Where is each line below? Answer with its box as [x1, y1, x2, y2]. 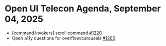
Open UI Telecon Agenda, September [4, 3, 161, 14]
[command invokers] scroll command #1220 [11, 30, 102, 36]
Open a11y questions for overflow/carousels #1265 [11, 35, 115, 41]
